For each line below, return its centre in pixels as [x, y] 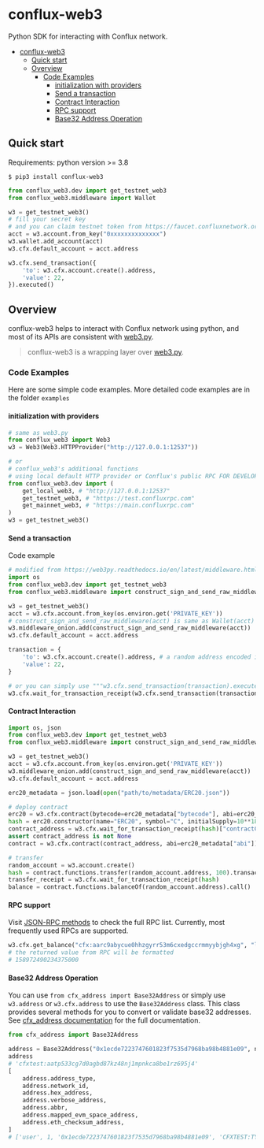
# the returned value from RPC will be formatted [91, 953]
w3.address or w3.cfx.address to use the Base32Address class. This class [124, 1004]
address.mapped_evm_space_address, [81, 1115]
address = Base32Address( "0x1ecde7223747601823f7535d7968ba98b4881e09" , [130, 1050]
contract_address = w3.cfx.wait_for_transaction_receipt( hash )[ [115, 829]
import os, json [35, 728]
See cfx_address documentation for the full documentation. [104, 1020]
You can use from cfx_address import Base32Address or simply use [117, 995]
